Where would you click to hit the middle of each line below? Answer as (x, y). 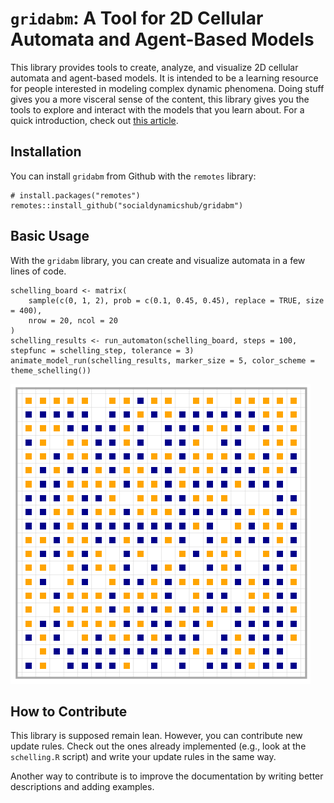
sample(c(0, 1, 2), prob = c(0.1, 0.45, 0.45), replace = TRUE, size (176, 300)
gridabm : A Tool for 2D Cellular (137, 18)
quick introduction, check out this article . (94, 120)
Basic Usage (50, 236)
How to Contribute (69, 711)
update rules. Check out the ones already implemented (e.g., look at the (158, 746)
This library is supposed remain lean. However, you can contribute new (156, 736)
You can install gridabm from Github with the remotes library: (133, 176)
